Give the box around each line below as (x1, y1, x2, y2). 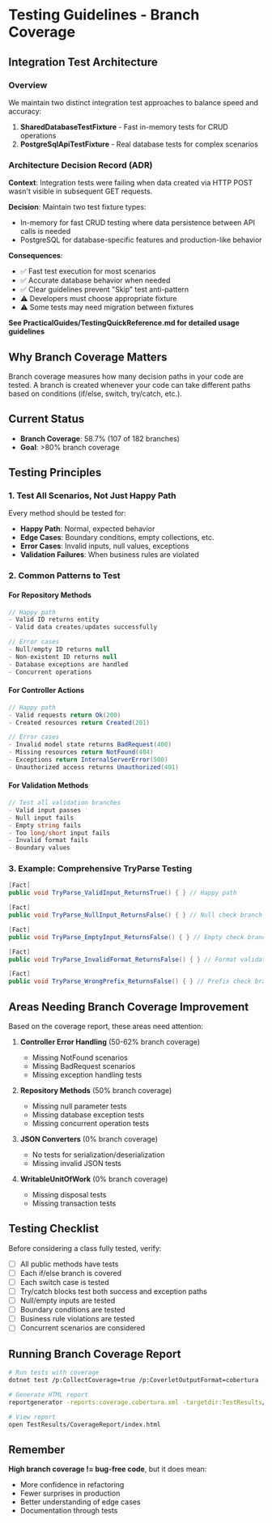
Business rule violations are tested (19, 1314, 135, 1324)
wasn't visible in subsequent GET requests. (8, 186, 153, 196)
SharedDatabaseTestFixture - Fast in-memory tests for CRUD (19, 121, 228, 131)
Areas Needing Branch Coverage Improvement (8, 1000, 249, 1014)
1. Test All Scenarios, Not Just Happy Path (8, 490, 176, 501)
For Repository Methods (8, 590, 91, 600)
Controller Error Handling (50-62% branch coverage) (19, 1037, 201, 1046)
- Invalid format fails (8, 836, 89, 844)
